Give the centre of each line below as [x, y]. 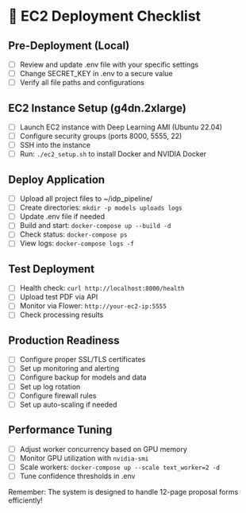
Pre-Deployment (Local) [69, 46]
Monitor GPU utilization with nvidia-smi [84, 458]
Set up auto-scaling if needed [68, 404]
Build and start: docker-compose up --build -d [95, 226]
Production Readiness [64, 340]
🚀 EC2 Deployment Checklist [104, 16]
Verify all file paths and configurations [82, 83]
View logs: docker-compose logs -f [77, 243]
